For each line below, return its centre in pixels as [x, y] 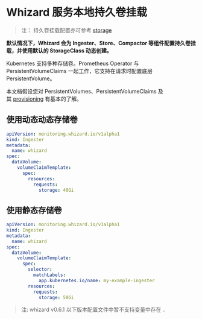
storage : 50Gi [56, 297]
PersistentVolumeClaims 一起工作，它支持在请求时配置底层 [79, 71]
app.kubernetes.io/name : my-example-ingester [96, 280]
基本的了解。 [66, 99]
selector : [40, 270]
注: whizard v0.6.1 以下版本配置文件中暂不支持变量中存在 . [93, 310]
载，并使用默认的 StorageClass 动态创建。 [59, 50]
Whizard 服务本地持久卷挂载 [77, 12]
